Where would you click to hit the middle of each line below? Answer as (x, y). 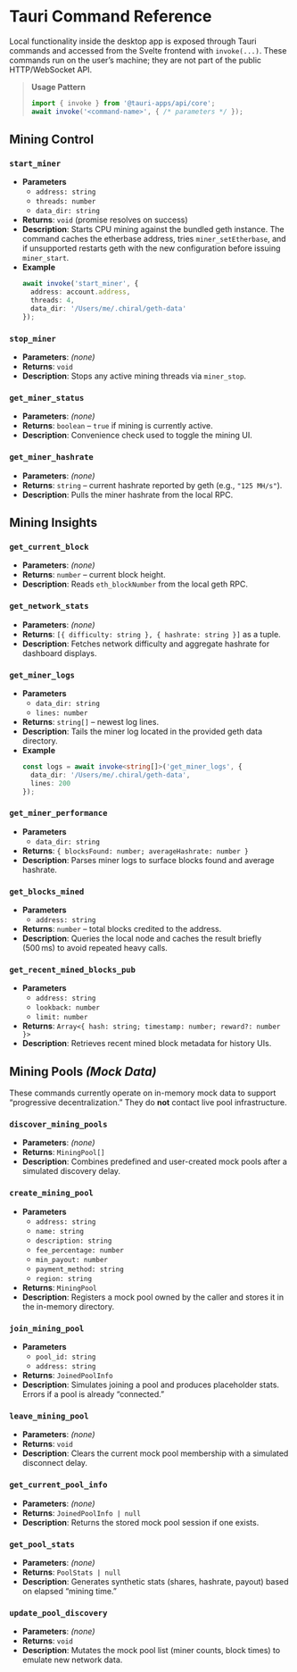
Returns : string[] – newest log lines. (90, 721)
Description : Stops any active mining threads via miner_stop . (134, 376)
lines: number (62, 713)
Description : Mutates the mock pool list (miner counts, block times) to (151, 1651)
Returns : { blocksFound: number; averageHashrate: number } (135, 851)
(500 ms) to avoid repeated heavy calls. (95, 948)
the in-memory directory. (68, 1306)
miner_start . (45, 258)
